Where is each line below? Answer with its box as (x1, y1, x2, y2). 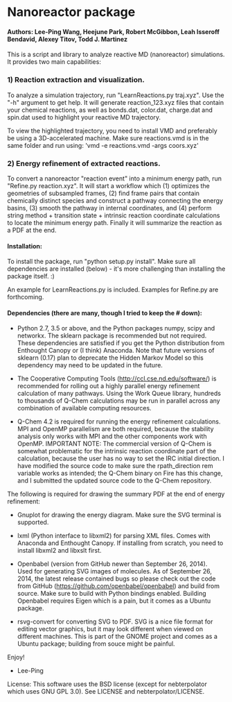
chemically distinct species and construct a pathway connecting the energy (7, 196, 224, 205)
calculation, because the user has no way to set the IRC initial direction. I (17, 454, 225, 462)
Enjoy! (7, 653, 26, 662)
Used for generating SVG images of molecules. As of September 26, (17, 567, 213, 576)
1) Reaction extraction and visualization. (7, 75, 145, 85)
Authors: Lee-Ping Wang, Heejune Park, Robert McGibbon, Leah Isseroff (7, 27, 220, 35)
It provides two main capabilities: (7, 58, 102, 66)
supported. (17, 518, 49, 526)
